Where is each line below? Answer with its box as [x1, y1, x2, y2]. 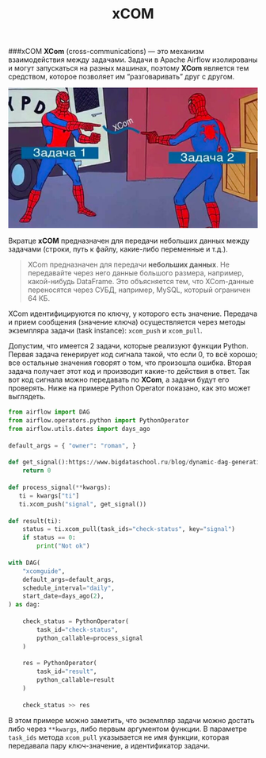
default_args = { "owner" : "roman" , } [8, 441, 136, 449]
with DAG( [8, 559, 41, 567]
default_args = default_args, [22, 575, 115, 583]
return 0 [22, 467, 51, 475]
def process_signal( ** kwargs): [8, 483, 112, 492]
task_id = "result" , [36, 668, 97, 675]
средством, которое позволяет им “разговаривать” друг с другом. [8, 71, 235, 81]
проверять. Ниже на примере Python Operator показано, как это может [8, 383, 251, 393]
